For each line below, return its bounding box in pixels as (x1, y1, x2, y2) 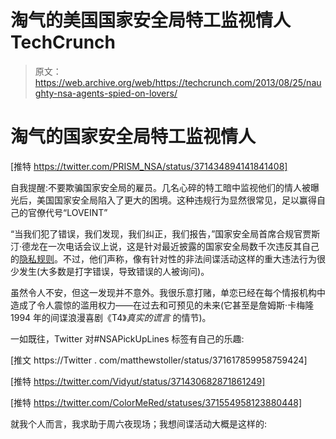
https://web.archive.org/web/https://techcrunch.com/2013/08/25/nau (34, 76, 322, 88)
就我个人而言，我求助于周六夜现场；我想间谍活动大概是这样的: (10, 417, 268, 430)
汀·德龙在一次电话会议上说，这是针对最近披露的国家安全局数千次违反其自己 (10, 240, 320, 252)
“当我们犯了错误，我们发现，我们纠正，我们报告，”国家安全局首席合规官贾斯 (10, 227, 321, 240)
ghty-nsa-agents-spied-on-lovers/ (34, 87, 178, 99)
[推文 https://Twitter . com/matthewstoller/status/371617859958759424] (10, 354, 308, 366)
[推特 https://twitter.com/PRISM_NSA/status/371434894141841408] (10, 160, 288, 172)
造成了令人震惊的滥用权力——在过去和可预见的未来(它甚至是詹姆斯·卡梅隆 (10, 299, 315, 311)
